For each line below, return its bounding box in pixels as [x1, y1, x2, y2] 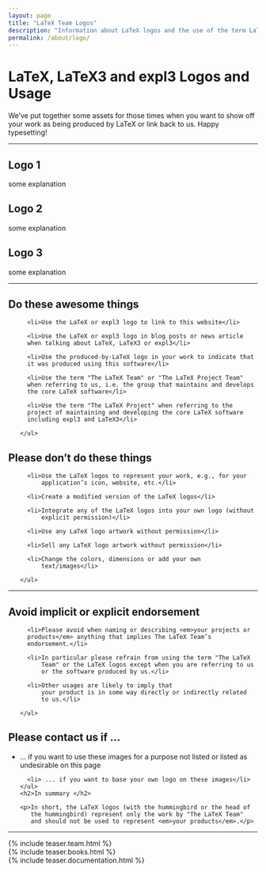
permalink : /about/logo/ [8, 33, 90, 42]
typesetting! [8, 128, 47, 137]
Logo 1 [8, 158, 41, 171]
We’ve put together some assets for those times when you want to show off [8, 111, 255, 120]
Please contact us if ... [8, 731, 121, 744]
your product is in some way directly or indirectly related [40, 689, 247, 697]
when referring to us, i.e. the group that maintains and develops [27, 381, 255, 389]
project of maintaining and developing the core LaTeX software [27, 409, 244, 417]
